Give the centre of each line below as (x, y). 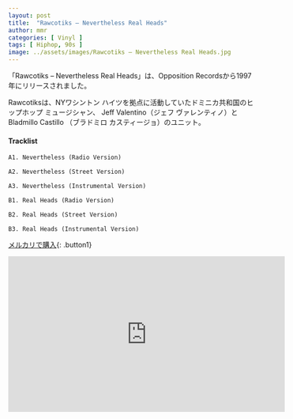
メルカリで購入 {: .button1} (50, 245)
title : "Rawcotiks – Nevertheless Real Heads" (88, 23)
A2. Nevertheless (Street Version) (67, 172)
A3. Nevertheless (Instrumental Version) (77, 186)
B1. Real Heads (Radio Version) (61, 200)
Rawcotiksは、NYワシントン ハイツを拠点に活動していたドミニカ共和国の (128, 102)
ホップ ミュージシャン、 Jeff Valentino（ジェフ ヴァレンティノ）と (130, 112)
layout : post (30, 15)
